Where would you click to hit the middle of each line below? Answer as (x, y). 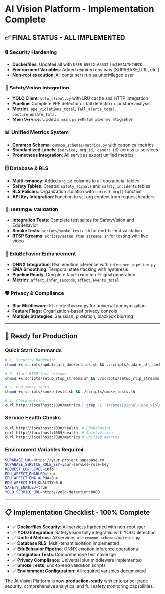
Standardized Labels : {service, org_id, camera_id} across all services (85, 150)
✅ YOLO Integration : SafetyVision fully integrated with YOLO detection (84, 533)
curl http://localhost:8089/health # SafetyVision (59, 433)
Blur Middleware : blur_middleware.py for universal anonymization (79, 305)
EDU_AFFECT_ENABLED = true (30, 474)
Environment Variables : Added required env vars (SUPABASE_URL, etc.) (86, 69)
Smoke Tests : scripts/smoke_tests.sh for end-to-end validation (77, 231)
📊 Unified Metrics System (37, 132)
